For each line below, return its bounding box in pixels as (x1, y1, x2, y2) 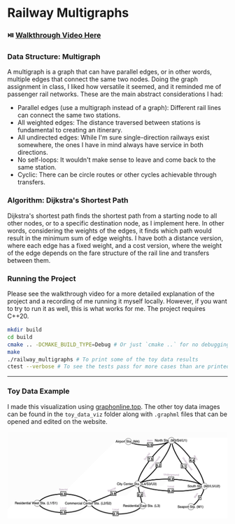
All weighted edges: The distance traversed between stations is (17, 118, 201, 127)
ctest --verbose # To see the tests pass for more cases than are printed (7, 363, 230, 371)
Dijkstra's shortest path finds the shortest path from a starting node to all (7, 212, 218, 220)
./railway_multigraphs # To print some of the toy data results (7, 356, 199, 363)
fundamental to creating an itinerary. (17, 126, 123, 135)
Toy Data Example (7, 387, 70, 397)
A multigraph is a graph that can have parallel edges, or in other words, (7, 68, 212, 76)
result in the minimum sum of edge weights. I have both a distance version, (7, 233, 224, 242)
